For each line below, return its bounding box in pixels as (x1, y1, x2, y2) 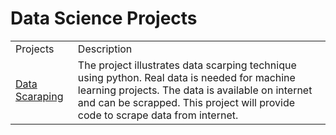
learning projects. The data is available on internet (77, 83, 313, 97)
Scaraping (15, 89, 64, 103)
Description (77, 42, 133, 56)
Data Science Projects (10, 7, 198, 30)
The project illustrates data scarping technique (77, 58, 297, 72)
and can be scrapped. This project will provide (77, 95, 296, 109)
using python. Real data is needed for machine (77, 70, 296, 84)
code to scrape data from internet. (77, 108, 239, 122)
